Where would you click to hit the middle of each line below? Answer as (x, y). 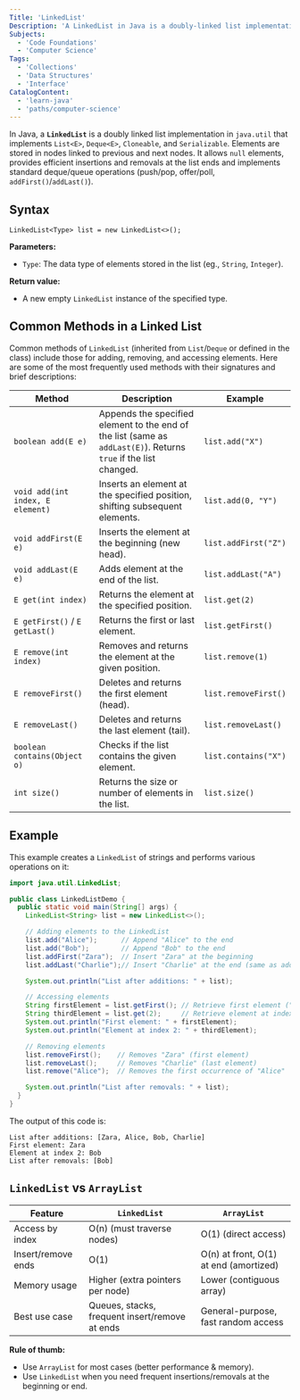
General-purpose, (239, 1311)
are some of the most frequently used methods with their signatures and (142, 367)
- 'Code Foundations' (58, 42)
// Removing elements (65, 1046)
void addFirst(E (48, 538)
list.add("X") (234, 441)
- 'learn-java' (46, 100)
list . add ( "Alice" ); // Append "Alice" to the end (129, 940)
